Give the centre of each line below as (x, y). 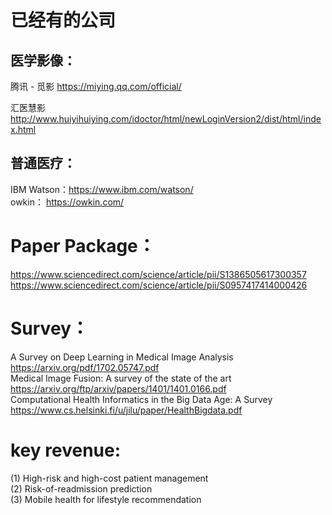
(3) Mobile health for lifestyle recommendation (106, 499)
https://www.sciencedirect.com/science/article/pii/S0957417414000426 (159, 285)
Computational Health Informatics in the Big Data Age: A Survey (141, 399)
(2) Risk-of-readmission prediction (81, 488)
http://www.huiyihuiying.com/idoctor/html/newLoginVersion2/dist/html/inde (166, 119)
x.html (23, 129)
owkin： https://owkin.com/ (67, 202)
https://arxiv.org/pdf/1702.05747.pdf (85, 367)
